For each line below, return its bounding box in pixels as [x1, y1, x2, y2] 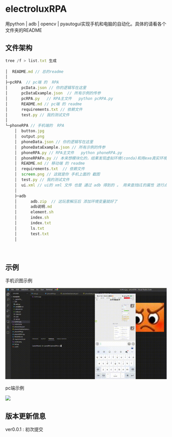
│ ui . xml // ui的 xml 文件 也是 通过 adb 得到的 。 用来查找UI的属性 [14, 183, 155, 188]
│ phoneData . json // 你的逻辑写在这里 [14, 139, 94, 144]
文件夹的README [5, 27, 42, 33]
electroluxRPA [5, 3, 67, 15]
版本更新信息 [5, 411, 46, 421]
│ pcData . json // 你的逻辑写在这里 [5, 85, 87, 90]
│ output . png [14, 134, 45, 139]
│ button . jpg [14, 129, 45, 134]
